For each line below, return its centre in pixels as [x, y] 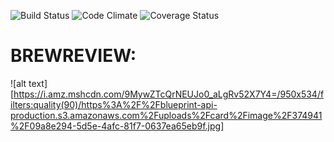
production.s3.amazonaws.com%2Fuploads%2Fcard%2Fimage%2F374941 [166, 115]
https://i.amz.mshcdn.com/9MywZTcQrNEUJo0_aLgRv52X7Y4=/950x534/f [169, 94]
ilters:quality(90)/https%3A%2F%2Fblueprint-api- [114, 104]
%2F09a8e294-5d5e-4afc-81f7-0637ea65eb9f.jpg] [117, 126]
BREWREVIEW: [73, 56]
